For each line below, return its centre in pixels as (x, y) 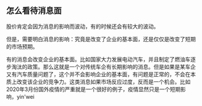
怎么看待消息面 (34, 11)
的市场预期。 (22, 46)
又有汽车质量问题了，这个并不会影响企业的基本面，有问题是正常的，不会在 (98, 74)
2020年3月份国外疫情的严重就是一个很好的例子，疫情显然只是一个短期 (93, 89)
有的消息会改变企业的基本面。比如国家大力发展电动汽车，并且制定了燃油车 (98, 59)
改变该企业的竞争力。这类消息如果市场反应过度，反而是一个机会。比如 (103, 81)
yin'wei (26, 96)
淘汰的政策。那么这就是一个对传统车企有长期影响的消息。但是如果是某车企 (103, 66)
